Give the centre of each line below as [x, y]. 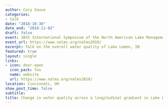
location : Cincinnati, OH [32, 84]
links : [12, 61]
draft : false [19, 33]
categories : [17, 14]
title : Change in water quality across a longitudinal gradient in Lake [82, 98]
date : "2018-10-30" [25, 24]
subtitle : [15, 93]
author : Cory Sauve [25, 10]
